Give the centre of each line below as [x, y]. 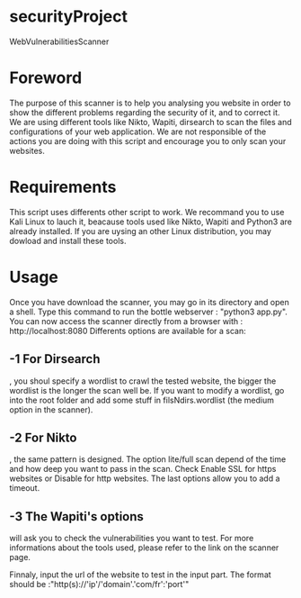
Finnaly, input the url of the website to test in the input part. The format [140, 575]
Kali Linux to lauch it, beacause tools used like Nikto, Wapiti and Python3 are [150, 222]
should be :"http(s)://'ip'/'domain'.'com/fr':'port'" [99, 584]
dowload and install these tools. [68, 240]
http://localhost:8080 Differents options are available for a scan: [128, 331]
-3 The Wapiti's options [76, 516]
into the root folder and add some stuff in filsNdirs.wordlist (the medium [142, 400]
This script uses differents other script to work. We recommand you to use [147, 212]
